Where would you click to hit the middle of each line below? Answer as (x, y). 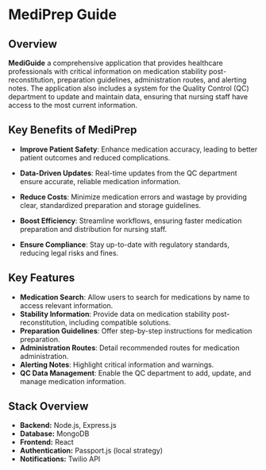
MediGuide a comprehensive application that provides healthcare (116, 63)
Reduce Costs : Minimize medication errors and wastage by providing (133, 197)
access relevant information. (66, 305)
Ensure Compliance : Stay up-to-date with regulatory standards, (125, 245)
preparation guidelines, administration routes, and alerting (152, 80)
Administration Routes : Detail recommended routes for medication (129, 348)
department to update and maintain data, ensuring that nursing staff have (128, 96)
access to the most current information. (73, 105)
